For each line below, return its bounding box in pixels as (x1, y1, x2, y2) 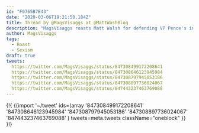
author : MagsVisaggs (6, 31, 57, 37)
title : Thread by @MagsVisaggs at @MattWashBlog (6, 20, 129, 25)
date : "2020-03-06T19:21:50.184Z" (6, 14, 92, 20)
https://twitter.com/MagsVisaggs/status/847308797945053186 (11, 74, 163, 80)
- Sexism (11, 47, 33, 53)
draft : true (6, 53, 36, 59)
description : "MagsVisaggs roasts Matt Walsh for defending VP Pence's (6, 25, 187, 31)
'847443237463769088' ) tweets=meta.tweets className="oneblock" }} (6, 114, 186, 121)
